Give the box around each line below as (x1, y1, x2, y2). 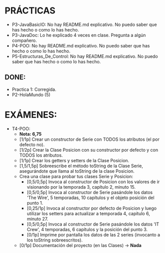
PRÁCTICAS (4, 5, 56, 16)
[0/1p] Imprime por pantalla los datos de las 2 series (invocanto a (26, 232, 161, 238)
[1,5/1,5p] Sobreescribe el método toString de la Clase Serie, (19, 163, 143, 169)
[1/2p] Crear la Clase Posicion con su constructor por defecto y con (19, 147, 158, 153)
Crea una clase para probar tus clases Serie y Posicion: (19, 173, 133, 179)
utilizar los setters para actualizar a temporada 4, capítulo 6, (26, 210, 150, 217)
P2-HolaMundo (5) (11, 91, 51, 97)
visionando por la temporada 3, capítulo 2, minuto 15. (26, 184, 136, 190)
